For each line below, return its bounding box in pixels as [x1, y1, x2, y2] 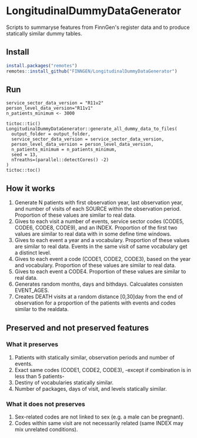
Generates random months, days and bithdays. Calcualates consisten [14, 280, 183, 287]
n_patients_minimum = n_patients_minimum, [11, 146, 117, 153]
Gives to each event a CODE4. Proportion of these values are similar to [14, 268, 186, 275]
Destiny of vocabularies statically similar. [14, 379, 113, 386]
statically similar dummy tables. [6, 30, 82, 37]
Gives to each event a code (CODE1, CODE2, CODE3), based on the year [14, 256, 191, 263]
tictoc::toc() [6, 167, 41, 174]
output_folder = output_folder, [11, 131, 91, 137]
